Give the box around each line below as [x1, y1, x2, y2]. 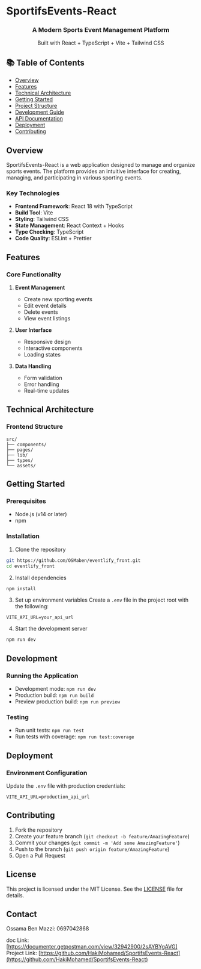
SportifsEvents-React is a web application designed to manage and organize [6, 161, 196, 169]
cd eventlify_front [6, 563, 55, 569]
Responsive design [23, 338, 71, 346]
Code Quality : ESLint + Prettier [14, 235, 92, 242]
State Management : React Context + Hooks [14, 222, 124, 229]
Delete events [23, 308, 58, 316]
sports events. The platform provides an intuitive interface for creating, [6, 167, 181, 175]
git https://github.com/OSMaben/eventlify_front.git [6, 557, 141, 564]
